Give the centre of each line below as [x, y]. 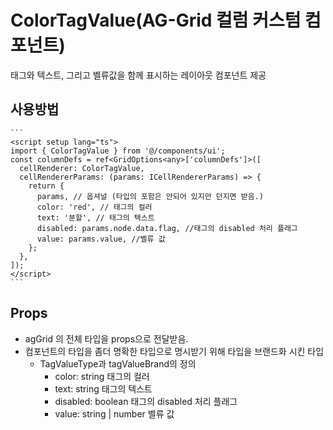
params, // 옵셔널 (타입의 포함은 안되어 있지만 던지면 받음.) [150, 196]
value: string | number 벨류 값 [114, 413]
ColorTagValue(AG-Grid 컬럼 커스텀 [156, 20]
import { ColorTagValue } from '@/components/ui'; [118, 151]
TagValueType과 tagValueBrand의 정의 [118, 363]
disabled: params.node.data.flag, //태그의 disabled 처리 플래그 [167, 228]
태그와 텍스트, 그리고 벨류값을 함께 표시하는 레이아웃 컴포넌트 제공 [138, 75]
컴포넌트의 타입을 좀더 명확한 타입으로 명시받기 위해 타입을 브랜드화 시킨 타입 [174, 351]
